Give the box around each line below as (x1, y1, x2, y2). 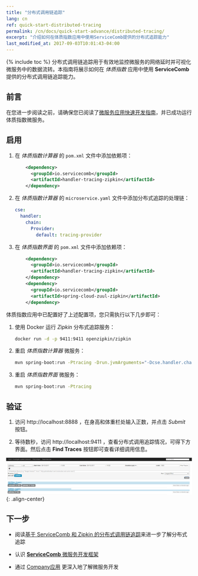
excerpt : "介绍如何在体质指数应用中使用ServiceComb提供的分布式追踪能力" (6, 34, 170, 41)
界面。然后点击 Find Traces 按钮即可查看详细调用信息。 (14, 446, 151, 453)
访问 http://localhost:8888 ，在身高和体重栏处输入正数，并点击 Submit (14, 418, 186, 425)
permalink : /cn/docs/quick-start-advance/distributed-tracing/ (6, 28, 165, 34)
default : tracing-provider (36, 232, 103, 238)
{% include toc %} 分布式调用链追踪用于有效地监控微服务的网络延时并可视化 (6, 58, 192, 65)
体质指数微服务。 (6, 116, 48, 123)
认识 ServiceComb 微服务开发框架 (14, 551, 99, 558)
